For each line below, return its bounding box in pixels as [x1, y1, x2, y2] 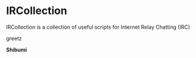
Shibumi [6, 46, 27, 53]
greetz [6, 35, 22, 42]
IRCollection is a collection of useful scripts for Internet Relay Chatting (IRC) [6, 23, 191, 30]
